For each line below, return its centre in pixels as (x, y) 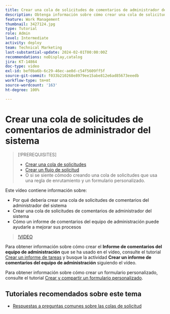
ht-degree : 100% (22, 90)
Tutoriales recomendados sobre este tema (73, 294)
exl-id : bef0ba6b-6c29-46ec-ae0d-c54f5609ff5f (55, 71)
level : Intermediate (27, 38)
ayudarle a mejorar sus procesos (47, 227)
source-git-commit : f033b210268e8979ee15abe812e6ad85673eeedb (72, 76)
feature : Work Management (32, 19)
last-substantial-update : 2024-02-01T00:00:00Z (56, 52)
